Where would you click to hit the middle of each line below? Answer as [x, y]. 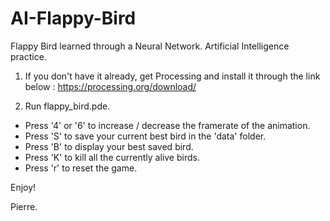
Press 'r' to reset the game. [81, 168]
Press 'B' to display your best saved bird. [109, 146]
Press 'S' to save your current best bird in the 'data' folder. [145, 136]
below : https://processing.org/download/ [110, 86]
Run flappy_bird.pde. [67, 106]
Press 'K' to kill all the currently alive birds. [112, 157]
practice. [28, 56]
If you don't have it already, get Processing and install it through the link [172, 76]
